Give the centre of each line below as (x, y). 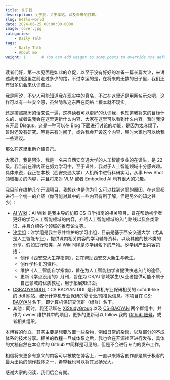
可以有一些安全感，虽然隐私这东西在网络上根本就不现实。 (69, 102)
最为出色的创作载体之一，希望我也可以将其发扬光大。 (61, 362)
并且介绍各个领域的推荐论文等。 (55, 226)
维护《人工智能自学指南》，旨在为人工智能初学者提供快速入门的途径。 (92, 270)
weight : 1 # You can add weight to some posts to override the (80, 57)
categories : (18, 34)
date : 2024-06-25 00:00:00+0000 (39, 24)
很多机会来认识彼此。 (32, 85)
